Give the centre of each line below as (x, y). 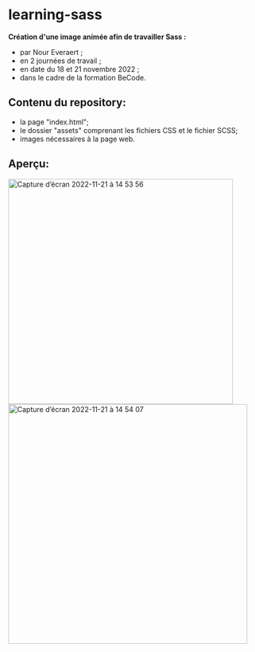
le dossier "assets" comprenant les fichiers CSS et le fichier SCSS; (129, 130)
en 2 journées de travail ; (60, 61)
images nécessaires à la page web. (77, 139)
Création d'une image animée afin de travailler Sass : (97, 37)
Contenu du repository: (67, 102)
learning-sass (55, 15)
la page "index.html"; (54, 122)
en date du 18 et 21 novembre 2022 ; (79, 69)
